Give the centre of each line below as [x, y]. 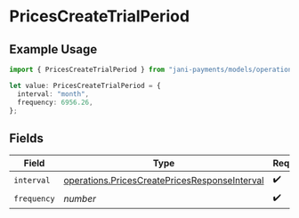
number [80, 198]
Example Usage [53, 49]
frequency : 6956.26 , [55, 102]
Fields [27, 138]
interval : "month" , [53, 94]
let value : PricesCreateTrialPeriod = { [85, 85]
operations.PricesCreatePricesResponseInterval [164, 180]
